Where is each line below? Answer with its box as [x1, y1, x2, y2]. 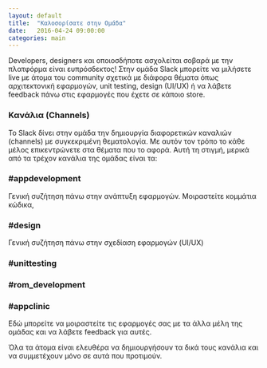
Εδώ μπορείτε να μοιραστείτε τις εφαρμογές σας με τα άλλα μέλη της [8, 319, 243, 328]
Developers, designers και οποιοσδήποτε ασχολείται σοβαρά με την [8, 56, 234, 65]
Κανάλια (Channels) [8, 109, 90, 121]
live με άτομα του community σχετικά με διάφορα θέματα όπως [8, 73, 219, 82]
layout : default [8, 11, 62, 20]
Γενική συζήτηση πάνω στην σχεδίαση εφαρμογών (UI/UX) [8, 238, 204, 247]
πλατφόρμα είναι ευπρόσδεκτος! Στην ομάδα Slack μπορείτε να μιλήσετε [8, 65, 252, 74]
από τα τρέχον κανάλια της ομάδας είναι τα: [8, 153, 158, 163]
